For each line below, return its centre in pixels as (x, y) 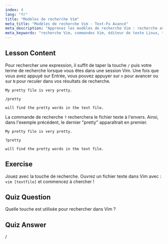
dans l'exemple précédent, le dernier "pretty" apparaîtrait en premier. (76, 122)
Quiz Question (28, 197)
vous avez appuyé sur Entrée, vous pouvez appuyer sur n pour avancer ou (82, 76)
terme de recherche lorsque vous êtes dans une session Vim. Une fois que (82, 70)
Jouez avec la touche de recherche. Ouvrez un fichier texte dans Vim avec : (83, 176)
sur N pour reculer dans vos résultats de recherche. (58, 81)
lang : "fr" (16, 14)
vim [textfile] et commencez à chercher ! (50, 181)
